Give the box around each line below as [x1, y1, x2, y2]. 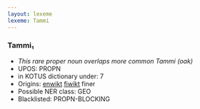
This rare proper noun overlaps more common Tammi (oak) [17, 56, 194, 65]
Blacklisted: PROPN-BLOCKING [17, 94, 111, 103]
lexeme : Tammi [7, 17, 50, 24]
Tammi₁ [7, 41, 34, 51]
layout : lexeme [7, 10, 53, 18]
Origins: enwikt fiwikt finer [17, 79, 96, 88]
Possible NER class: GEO [17, 87, 91, 95]
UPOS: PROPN [17, 64, 61, 73]
